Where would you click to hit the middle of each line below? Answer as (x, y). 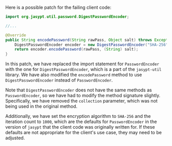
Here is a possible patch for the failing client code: (58, 7)
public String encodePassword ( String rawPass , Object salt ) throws (79, 40)
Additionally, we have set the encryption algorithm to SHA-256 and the (78, 116)
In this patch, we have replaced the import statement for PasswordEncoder (82, 64)
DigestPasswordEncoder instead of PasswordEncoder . (59, 80)
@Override (16, 35)
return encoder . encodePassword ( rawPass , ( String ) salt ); (77, 50)
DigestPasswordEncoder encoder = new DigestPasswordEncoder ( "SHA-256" (91, 45)
